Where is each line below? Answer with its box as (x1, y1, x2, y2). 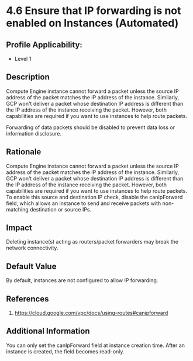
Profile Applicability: (6, 40, 83, 50)
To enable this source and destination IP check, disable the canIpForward (6, 193, 183, 200)
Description (6, 72, 50, 82)
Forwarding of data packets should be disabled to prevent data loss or (6, 124, 175, 131)
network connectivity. (6, 244, 58, 252)
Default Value (6, 261, 57, 271)
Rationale (6, 147, 42, 157)
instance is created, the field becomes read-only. (6, 348, 125, 355)
